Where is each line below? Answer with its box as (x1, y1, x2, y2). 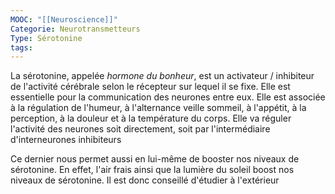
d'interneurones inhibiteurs (10, 134, 122, 146)
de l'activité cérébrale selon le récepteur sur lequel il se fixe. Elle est (10, 81, 291, 93)
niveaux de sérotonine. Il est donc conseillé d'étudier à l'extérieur (10, 174, 280, 186)
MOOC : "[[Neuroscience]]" (10, 14, 118, 25)
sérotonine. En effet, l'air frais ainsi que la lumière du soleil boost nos (10, 164, 295, 176)
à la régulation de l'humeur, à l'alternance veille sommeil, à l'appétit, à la (10, 102, 307, 114)
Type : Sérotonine (10, 33, 83, 43)
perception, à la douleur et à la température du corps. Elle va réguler (10, 112, 292, 125)
